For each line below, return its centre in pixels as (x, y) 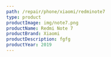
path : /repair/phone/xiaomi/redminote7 (56, 12)
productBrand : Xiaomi (33, 34)
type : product (24, 17)
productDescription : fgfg (38, 39)
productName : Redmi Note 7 (40, 28)
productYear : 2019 (29, 45)
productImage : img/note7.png (42, 23)
